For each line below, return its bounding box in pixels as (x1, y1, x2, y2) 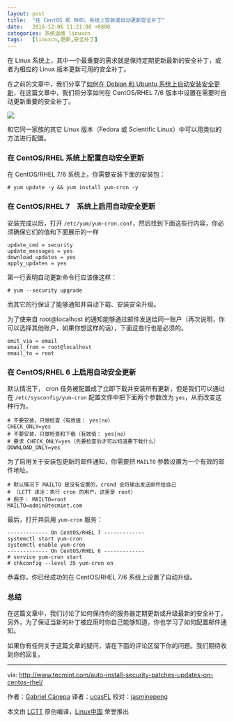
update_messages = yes (7, 247, 73, 255)
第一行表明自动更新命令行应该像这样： (7, 273, 117, 281)
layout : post (7, 10, 45, 17)
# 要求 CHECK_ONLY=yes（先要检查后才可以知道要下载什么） (7, 438, 159, 445)
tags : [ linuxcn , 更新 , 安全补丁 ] (7, 36, 98, 43)
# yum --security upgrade (7, 287, 82, 294)
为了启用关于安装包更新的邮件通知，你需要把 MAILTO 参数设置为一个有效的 (7, 457, 219, 466)
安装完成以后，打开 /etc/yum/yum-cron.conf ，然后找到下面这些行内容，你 (7, 219, 218, 227)
